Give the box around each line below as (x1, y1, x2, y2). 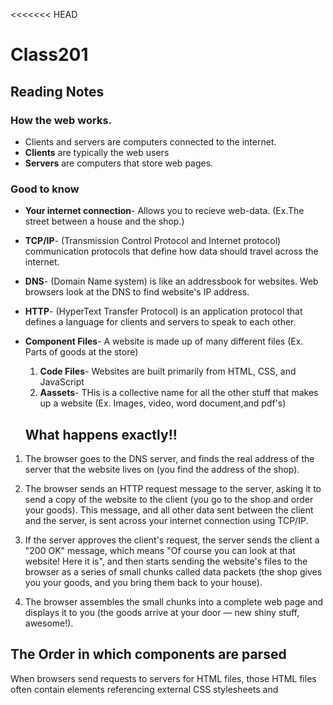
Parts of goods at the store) (24, 346, 139, 358)
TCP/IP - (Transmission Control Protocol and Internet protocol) (24, 235, 282, 247)
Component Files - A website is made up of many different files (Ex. (24, 335, 304, 348)
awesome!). (24, 617, 74, 629)
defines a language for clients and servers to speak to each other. (24, 316, 297, 328)
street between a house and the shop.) (24, 215, 185, 228)
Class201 (10, 44, 89, 66)
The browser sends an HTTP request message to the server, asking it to (24, 482, 322, 494)
